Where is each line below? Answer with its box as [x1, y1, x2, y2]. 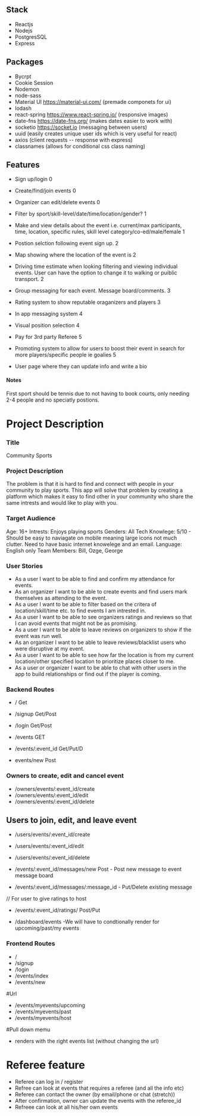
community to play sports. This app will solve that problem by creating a [6, 486, 183, 494]
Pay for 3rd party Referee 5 [14, 334, 82, 341]
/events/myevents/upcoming [14, 1001, 85, 1009]
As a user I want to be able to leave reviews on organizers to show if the [14, 626, 192, 633]
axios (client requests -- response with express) [14, 136, 133, 143]
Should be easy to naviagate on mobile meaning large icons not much [6, 534, 177, 541]
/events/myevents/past [14, 1008, 71, 1015]
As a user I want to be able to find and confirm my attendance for [14, 575, 175, 582]
